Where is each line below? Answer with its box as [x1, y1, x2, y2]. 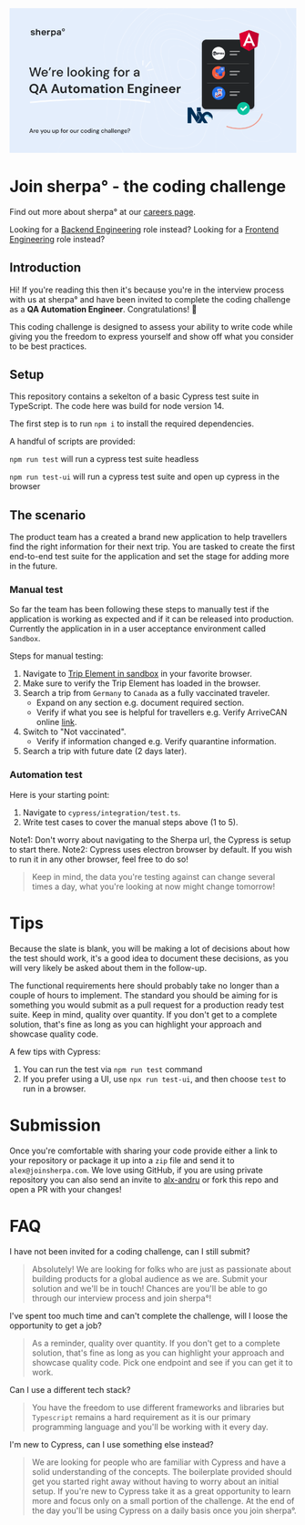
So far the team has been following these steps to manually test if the [9, 604, 269, 615]
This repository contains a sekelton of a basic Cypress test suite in [9, 391, 259, 402]
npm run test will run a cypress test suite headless [9, 454, 199, 465]
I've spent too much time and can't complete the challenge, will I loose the [9, 1310, 289, 1321]
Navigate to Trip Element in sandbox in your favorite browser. [22, 669, 252, 680]
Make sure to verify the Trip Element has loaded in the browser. [22, 678, 261, 689]
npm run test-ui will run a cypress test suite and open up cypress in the [9, 471, 280, 482]
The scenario [9, 507, 86, 523]
